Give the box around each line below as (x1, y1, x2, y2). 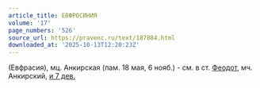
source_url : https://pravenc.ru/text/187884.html (8, 33, 176, 42)
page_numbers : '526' (8, 26, 77, 34)
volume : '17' (8, 19, 52, 27)
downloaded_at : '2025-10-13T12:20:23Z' (8, 41, 140, 49)
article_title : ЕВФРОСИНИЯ (8, 11, 97, 20)
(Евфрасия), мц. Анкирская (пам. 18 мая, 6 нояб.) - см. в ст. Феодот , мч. (8, 63, 253, 72)
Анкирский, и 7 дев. (8, 71, 76, 81)
